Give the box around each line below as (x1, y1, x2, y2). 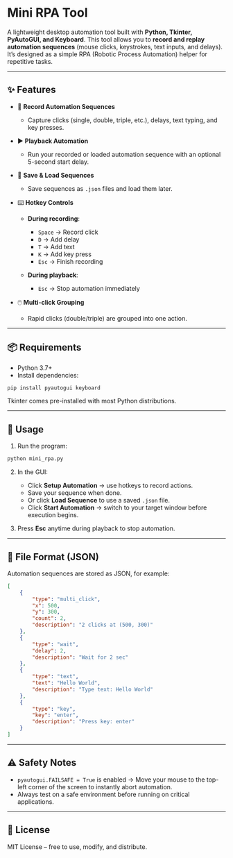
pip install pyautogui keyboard (7, 384, 101, 392)
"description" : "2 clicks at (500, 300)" (32, 621, 154, 629)
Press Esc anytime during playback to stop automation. (17, 524, 175, 532)
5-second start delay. (27, 158, 89, 166)
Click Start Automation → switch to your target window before (27, 503, 207, 512)
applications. (17, 797, 54, 806)
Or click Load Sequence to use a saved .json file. (27, 496, 170, 505)
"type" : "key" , (32, 705, 76, 712)
